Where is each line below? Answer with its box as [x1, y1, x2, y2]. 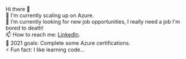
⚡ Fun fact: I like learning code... [5, 46, 85, 53]
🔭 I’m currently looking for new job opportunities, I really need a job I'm [5, 18, 181, 25]
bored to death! [5, 24, 44, 31]
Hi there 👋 [5, 6, 31, 12]
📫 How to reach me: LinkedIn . [5, 31, 81, 38]
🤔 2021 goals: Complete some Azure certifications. [5, 40, 131, 47]
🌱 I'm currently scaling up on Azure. [5, 12, 94, 19]
